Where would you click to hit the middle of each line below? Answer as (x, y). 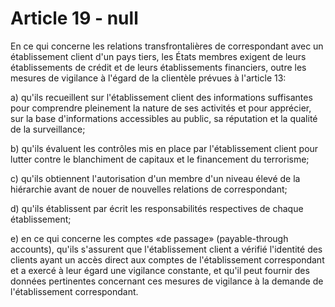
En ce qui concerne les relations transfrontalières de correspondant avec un (167, 46)
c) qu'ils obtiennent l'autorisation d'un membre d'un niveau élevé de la (155, 178)
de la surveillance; (48, 129)
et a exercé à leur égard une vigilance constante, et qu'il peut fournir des (160, 270)
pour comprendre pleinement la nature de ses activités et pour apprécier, (161, 108)
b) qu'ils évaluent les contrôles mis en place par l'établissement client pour (164, 148)
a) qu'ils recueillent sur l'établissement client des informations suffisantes (161, 97)
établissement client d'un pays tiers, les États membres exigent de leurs (158, 56)
